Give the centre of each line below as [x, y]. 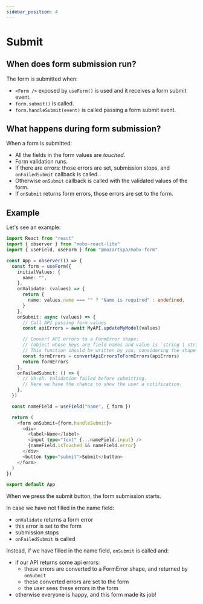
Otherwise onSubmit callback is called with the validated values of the [101, 181]
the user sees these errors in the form [71, 588]
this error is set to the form [48, 526]
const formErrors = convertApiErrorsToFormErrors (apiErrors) [101, 356]
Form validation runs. [41, 162]
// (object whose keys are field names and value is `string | [104, 345]
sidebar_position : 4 [32, 12]
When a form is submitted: [39, 144]
